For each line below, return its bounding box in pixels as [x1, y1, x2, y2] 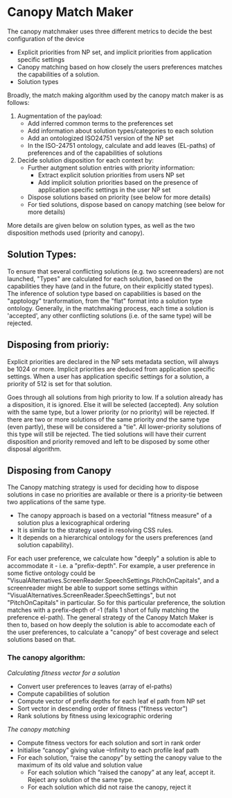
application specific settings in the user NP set [37, 185, 171, 194]
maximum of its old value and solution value [17, 760, 143, 769]
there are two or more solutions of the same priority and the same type [7, 415, 210, 424]
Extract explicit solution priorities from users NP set [37, 171, 185, 179]
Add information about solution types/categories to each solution [27, 126, 214, 135]
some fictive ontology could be [7, 569, 96, 577]
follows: [7, 98, 30, 106]
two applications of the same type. [7, 498, 106, 506]
